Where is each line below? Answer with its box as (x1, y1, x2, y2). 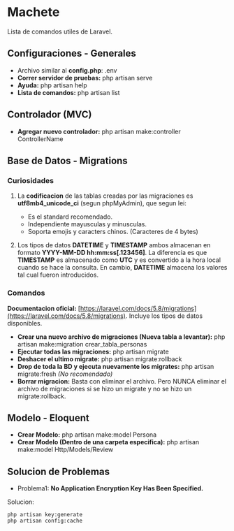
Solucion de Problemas (7, 465, 110, 477)
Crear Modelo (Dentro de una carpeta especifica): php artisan (17, 438, 200, 446)
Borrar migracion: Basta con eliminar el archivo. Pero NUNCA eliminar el (17, 377, 227, 385)
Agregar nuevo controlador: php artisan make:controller (17, 127, 182, 136)
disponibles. (7, 319, 43, 327)
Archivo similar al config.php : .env (17, 66, 117, 74)
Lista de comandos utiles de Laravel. (7, 27, 113, 36)
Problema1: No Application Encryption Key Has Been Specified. (17, 484, 204, 493)
